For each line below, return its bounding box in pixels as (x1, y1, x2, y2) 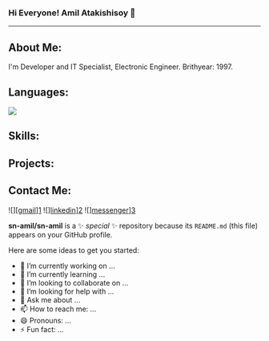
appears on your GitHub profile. (8, 229, 113, 239)
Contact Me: (8, 184, 72, 197)
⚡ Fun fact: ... (19, 324, 64, 334)
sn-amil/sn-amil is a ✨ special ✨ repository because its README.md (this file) (8, 221, 259, 230)
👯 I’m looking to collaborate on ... (19, 278, 129, 287)
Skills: (8, 129, 40, 143)
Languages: (8, 85, 70, 99)
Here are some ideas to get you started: (8, 245, 140, 255)
